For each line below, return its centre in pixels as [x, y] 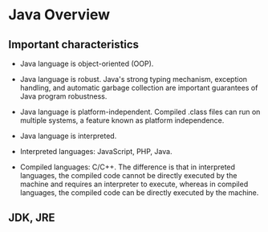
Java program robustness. [63, 96]
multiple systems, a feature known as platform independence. [122, 120]
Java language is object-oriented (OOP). [87, 63]
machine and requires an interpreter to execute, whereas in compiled [134, 184]
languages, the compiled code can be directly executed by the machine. [139, 193]
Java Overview [59, 15]
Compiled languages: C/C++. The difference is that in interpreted [127, 167]
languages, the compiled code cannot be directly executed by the [128, 175]
